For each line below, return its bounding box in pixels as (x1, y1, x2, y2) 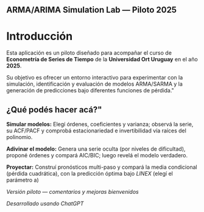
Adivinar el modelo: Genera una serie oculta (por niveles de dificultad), (6, 145, 186, 152)
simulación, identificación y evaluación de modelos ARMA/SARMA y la (6, 80, 183, 87)
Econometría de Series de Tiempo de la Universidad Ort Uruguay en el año (6, 56, 198, 63)
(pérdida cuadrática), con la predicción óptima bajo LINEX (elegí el (6, 170, 174, 177)
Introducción (6, 29, 73, 43)
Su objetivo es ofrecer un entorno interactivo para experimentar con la (6, 74, 183, 81)
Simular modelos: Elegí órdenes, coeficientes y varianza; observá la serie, (6, 121, 194, 128)
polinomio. (6, 134, 33, 141)
